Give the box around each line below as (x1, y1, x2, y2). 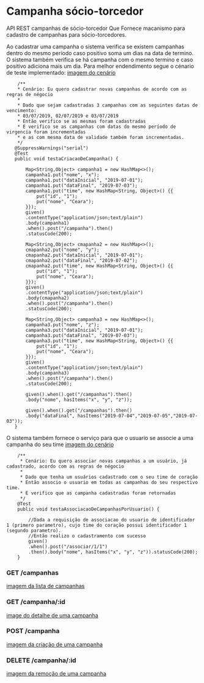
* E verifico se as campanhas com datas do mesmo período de (17, 124, 176, 130)
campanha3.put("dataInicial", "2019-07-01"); (25, 327, 144, 333)
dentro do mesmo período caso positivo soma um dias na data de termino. (6, 49, 194, 56)
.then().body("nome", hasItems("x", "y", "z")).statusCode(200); (28, 549, 199, 555)
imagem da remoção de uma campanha (6, 670, 107, 677)
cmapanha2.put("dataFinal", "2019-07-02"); (25, 257, 138, 264)
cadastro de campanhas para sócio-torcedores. (6, 31, 127, 38)
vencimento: (6, 107, 37, 114)
